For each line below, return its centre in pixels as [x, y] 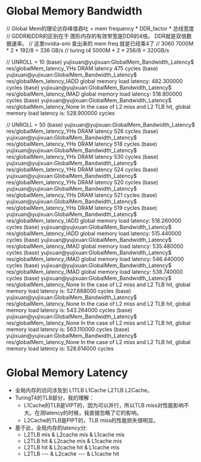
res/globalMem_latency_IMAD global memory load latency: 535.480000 [95, 246]
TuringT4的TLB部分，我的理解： [55, 398]
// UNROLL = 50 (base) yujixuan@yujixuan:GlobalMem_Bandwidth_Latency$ [100, 125]
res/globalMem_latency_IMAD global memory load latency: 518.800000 [94, 94]
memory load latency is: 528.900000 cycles [61, 113]
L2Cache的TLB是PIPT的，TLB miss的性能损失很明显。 [91, 420]
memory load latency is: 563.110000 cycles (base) [68, 329]
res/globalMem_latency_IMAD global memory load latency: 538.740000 [94, 271]
